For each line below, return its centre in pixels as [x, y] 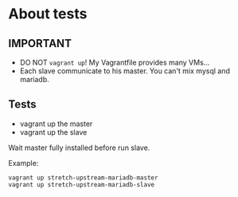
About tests [48, 14]
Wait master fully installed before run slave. [79, 148]
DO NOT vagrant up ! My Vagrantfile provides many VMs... [115, 62]
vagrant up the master [56, 124]
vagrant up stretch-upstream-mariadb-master [83, 177]
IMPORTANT [40, 43]
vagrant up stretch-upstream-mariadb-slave [82, 184]
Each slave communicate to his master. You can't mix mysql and [125, 71]
